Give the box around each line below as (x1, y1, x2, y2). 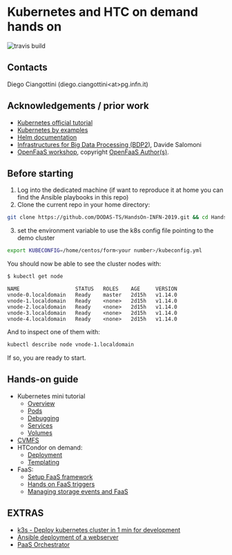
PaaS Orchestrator (17, 540, 70, 549)
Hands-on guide (7, 373, 79, 385)
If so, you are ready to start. (7, 353, 86, 362)
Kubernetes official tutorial (17, 118, 93, 126)
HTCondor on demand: (17, 443, 83, 451)
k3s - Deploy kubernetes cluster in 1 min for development (17, 525, 181, 534)
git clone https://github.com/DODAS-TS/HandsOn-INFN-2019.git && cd (7, 214, 209, 221)
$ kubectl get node (7, 273, 64, 280)
